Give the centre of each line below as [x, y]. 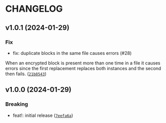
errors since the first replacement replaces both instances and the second [83, 68]
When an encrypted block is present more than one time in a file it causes [83, 63]
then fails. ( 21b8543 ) [26, 74]
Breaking [17, 104]
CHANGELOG [34, 9]
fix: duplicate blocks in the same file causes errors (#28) [72, 53]
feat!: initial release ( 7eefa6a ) [43, 115]
